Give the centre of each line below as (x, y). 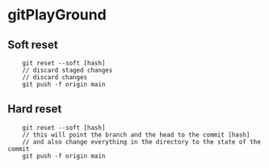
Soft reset (33, 45)
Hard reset (35, 109)
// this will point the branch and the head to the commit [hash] (136, 135)
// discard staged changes (67, 70)
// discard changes (55, 78)
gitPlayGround (57, 15)
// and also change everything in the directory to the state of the (142, 142)
